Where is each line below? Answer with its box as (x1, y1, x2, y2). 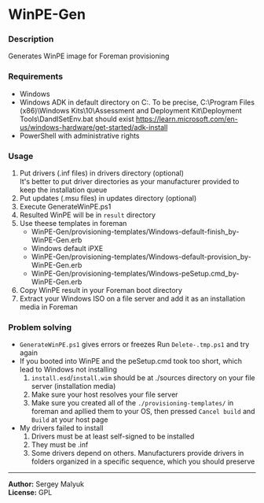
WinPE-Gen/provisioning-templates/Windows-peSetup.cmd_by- (31, 269, 240, 279)
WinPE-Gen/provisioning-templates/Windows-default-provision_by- (31, 252, 251, 261)
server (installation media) (31, 382, 116, 391)
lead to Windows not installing (19, 364, 118, 375)
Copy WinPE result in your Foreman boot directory (19, 286, 183, 295)
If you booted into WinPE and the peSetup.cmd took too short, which (19, 357, 242, 366)
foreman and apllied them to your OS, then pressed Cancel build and (31, 407, 255, 416)
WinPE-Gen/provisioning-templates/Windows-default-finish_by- (31, 227, 240, 237)
